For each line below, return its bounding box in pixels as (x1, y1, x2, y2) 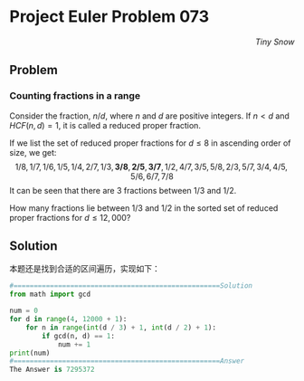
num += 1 (57, 339, 91, 349)
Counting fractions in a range (9, 90, 141, 102)
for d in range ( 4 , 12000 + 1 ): (9, 315, 128, 324)
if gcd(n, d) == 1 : (42, 331, 116, 340)
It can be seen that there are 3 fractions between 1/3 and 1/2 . (9, 185, 237, 195)
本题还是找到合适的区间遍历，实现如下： (9, 263, 160, 274)
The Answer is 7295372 (9, 365, 95, 375)
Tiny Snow (254, 36, 295, 47)
